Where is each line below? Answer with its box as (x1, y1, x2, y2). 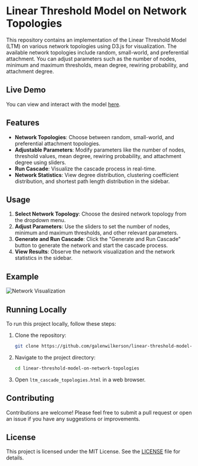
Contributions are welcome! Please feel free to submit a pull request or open (6, 409, 192, 416)
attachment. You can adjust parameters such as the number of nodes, (6, 55, 177, 62)
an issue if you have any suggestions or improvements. (6, 415, 141, 422)
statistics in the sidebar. (14, 255, 73, 262)
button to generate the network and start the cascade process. (14, 242, 168, 249)
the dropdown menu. (14, 217, 66, 224)
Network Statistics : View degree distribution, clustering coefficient (14, 171, 179, 178)
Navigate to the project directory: (14, 353, 96, 361)
